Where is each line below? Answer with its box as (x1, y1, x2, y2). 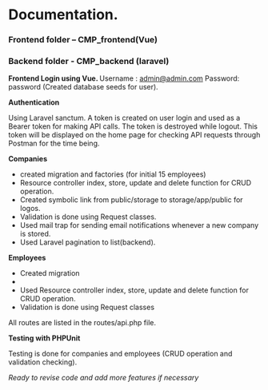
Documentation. (8, 6, 118, 24)
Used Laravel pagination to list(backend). (19, 237, 156, 247)
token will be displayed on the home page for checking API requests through (8, 130, 261, 140)
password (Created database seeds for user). (8, 82, 158, 92)
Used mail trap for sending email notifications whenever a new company (19, 221, 259, 230)
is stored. (19, 229, 51, 239)
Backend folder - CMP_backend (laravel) (8, 56, 170, 67)
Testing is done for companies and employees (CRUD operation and (8, 349, 233, 359)
